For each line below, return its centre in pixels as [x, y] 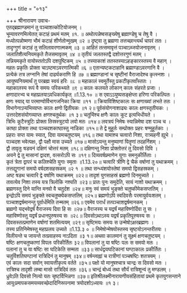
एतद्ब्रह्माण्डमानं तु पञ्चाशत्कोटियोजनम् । [44, 27]
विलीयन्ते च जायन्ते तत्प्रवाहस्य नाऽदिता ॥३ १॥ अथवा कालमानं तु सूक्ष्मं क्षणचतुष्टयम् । [86, 236]
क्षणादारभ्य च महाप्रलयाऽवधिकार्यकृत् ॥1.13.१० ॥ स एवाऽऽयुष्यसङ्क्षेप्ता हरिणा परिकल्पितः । [91, 94]
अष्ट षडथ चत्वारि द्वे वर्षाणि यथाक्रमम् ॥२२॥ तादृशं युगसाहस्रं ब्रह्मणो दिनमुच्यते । [80, 175]
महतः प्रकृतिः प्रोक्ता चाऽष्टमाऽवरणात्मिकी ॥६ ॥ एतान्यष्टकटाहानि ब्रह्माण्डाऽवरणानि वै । [85, 68]
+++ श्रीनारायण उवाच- [28, 21]
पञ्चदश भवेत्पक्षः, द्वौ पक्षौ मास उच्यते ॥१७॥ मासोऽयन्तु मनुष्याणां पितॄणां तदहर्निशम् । [84, 142]
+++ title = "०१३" [27, 9]
